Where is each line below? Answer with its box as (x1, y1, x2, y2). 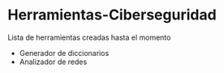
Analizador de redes (19, 57, 88, 67)
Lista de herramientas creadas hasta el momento (7, 32, 171, 42)
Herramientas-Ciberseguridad (7, 6, 217, 24)
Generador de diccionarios (19, 48, 110, 58)
